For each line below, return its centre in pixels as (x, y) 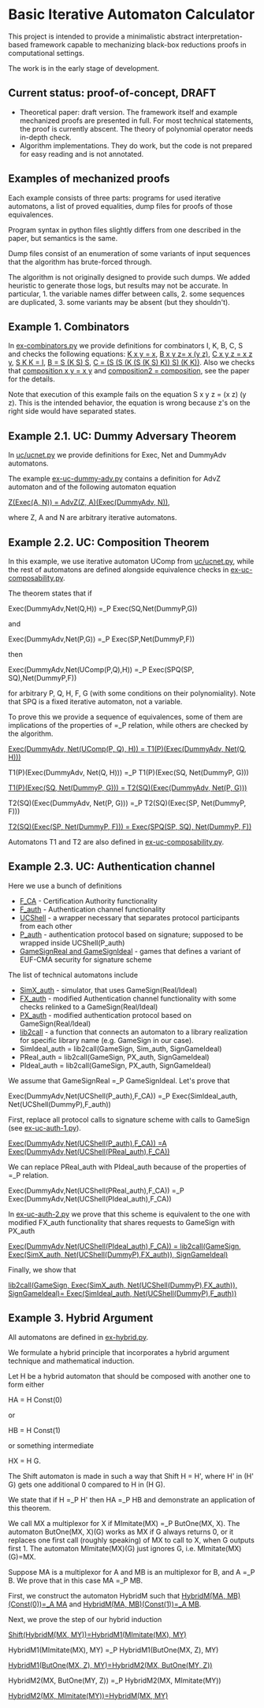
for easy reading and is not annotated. (82, 154)
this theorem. (30, 1508)
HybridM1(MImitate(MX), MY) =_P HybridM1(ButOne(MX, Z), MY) (113, 1650)
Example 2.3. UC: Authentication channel (112, 867)
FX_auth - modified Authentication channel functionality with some (128, 998)
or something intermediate (51, 1445)
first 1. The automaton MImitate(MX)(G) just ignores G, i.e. (102, 1548)
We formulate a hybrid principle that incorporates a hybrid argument (119, 1352)
